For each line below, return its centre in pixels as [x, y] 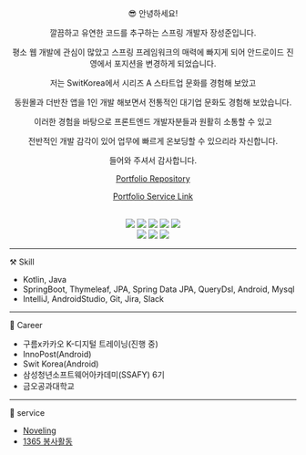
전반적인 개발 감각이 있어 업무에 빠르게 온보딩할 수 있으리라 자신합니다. [153, 141]
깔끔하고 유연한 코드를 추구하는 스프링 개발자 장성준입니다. [153, 33]
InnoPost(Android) [57, 354]
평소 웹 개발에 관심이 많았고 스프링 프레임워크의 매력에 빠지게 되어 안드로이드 [148, 52]
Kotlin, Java [44, 279]
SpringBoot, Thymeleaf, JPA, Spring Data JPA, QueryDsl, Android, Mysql [158, 289]
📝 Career [26, 325]
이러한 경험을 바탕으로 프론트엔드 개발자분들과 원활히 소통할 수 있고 [153, 122]
